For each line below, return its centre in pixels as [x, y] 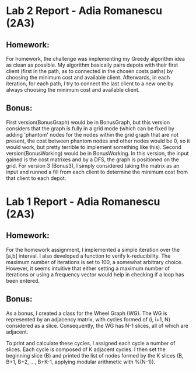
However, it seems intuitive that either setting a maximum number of [88, 268]
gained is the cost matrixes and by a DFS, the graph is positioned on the [92, 160]
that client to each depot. [36, 178]
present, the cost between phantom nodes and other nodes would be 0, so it [98, 141]
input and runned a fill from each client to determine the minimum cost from [97, 172]
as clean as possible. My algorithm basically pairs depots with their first [92, 65]
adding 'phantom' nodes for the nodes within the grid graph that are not [92, 134]
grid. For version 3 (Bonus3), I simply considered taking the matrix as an [93, 165]
